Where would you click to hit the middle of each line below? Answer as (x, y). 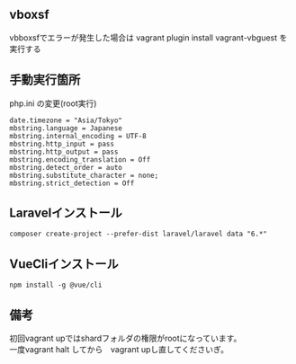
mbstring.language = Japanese (66, 128)
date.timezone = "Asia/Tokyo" (66, 120)
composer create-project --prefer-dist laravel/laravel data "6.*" (139, 234)
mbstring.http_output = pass (64, 152)
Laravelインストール (66, 213)
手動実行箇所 (45, 80)
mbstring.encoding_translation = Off (80, 160)
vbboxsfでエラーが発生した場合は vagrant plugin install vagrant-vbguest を (148, 37)
